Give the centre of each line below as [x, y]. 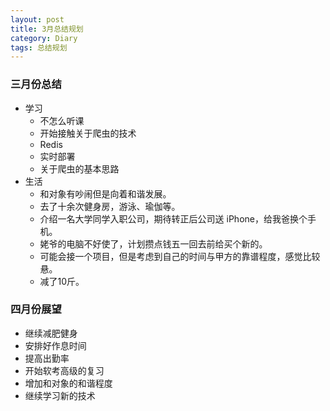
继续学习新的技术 [60, 395]
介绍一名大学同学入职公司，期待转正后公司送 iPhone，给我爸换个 [173, 218]
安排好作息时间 [55, 345]
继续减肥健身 [51, 333]
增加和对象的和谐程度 [68, 383]
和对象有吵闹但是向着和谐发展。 [105, 193]
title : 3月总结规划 [47, 29]
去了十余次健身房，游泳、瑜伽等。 [110, 206]
